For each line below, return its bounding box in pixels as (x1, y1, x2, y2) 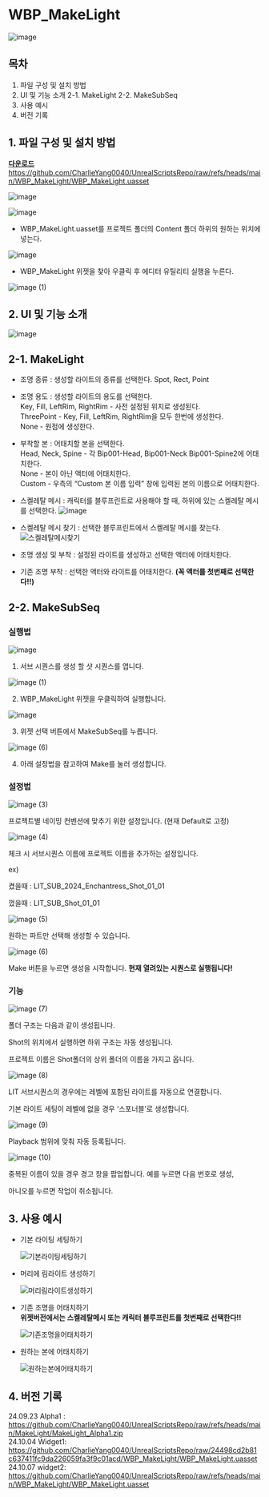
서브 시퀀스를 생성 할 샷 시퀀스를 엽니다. (19, 661, 144, 670)
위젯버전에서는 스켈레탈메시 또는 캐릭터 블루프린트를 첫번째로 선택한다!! (19, 1313, 242, 1322)
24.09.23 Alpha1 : (8, 1411, 66, 1421)
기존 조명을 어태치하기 (19, 1303, 90, 1313)
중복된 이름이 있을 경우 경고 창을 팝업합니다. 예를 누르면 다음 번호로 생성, (8, 1169, 235, 1179)
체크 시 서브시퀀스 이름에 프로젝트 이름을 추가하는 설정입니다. (8, 849, 199, 859)
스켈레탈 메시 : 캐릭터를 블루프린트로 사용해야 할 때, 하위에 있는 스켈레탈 (19, 496, 244, 505)
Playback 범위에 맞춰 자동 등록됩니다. (8, 1137, 126, 1146)
